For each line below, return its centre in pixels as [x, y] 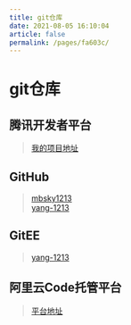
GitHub [29, 176]
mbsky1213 [52, 198]
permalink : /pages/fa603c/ [59, 42]
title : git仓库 [36, 17]
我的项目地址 [54, 148]
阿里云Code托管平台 [65, 288]
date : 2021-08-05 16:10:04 [59, 26]
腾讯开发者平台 [50, 125]
